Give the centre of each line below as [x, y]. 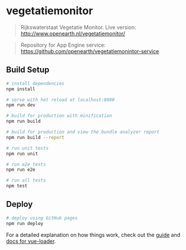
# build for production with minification [59, 116]
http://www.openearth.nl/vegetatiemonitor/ [73, 33]
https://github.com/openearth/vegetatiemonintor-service [90, 51]
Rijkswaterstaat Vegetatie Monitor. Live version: [78, 27]
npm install [21, 89]
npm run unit [22, 154]
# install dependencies [35, 83]
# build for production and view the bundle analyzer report [83, 132]
